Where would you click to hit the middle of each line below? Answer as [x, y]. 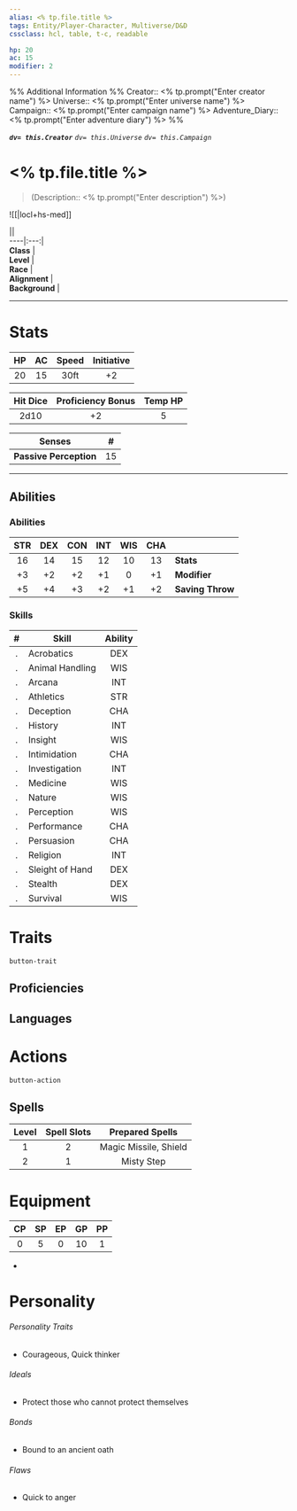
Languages [41, 1019]
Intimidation [53, 754]
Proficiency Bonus [95, 401]
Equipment [50, 1201]
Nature [42, 797]
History [43, 725]
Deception [49, 711]
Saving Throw [205, 588]
